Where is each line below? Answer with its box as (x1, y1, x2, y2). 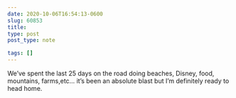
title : (7, 23, 27, 31)
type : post (7, 30, 40, 38)
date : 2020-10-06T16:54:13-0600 (7, 10, 103, 18)
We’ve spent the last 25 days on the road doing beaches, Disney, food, (7, 69, 215, 77)
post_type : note (7, 37, 55, 44)
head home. (7, 85, 43, 92)
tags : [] (7, 50, 33, 57)
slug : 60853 (7, 17, 43, 24)
